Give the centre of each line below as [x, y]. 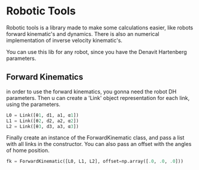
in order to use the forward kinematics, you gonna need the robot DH [91, 92]
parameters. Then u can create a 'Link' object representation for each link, [98, 98]
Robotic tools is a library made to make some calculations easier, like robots [100, 28]
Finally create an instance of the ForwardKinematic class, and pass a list [95, 138]
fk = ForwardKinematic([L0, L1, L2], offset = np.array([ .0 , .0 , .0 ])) [95, 162]
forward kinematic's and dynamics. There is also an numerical [83, 34]
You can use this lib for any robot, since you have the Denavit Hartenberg [97, 51]
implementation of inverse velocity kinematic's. [64, 40]
